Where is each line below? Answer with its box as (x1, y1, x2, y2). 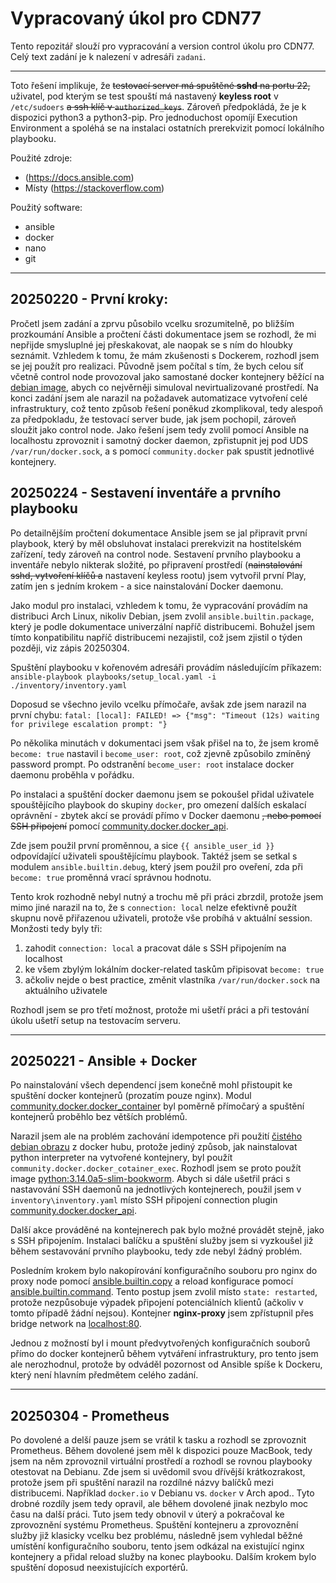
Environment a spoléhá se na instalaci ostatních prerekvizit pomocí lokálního (10, 122, 325, 134)
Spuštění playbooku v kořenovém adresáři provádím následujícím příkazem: (10, 661, 322, 673)
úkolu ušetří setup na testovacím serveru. (10, 1014, 181, 1026)
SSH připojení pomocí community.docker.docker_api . (10, 820, 229, 832)
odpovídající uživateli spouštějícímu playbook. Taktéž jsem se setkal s (10, 850, 298, 862)
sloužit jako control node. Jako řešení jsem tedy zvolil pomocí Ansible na (10, 423, 310, 436)
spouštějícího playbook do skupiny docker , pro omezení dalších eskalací (10, 798, 307, 811)
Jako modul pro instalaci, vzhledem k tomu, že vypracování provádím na (10, 599, 308, 611)
